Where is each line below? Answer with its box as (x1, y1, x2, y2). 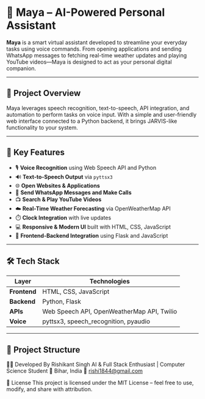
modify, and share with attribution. (6, 386, 93, 393)
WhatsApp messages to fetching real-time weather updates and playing (6, 51, 187, 59)
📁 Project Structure (6, 345, 81, 355)
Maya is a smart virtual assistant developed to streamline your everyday (6, 38, 187, 46)
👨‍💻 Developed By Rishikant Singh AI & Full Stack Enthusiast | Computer (6, 361, 185, 368)
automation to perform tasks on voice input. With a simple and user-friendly (6, 111, 197, 118)
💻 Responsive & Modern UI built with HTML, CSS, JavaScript (15, 223, 171, 230)
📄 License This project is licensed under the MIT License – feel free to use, (6, 379, 194, 387)
